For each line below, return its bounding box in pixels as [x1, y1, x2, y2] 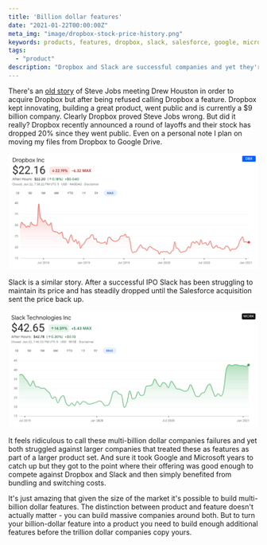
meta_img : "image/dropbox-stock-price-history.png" [8, 29, 183, 37]
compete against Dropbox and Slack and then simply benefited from [8, 470, 232, 480]
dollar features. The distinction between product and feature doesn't [29, 502, 254, 512]
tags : [8, 46, 26, 55]
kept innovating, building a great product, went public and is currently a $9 [8, 103, 253, 112]
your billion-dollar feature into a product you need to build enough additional [8, 519, 258, 529]
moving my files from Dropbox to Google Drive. [8, 136, 163, 147]
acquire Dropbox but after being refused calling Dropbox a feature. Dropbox [8, 94, 257, 104]
